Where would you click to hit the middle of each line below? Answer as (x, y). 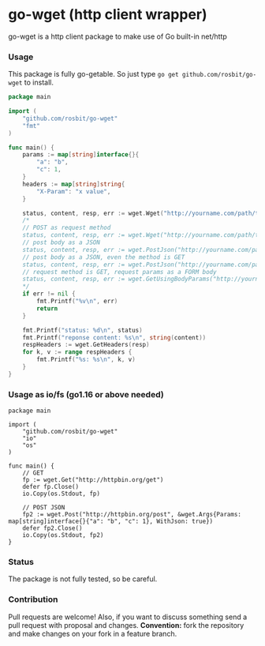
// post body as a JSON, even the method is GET (104, 257)
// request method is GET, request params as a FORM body (119, 272)
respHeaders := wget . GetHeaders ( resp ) (86, 345)
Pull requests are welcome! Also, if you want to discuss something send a (128, 617)
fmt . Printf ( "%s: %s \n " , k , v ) (86, 360)
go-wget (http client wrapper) (108, 15)
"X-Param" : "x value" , (74, 191)
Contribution (33, 599)
